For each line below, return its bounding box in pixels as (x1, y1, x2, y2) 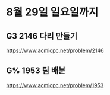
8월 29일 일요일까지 (6, 5, 99, 19)
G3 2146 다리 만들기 (6, 31, 77, 41)
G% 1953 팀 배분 (6, 66, 66, 76)
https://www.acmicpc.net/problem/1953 (6, 81, 104, 89)
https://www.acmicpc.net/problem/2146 (6, 47, 104, 54)
